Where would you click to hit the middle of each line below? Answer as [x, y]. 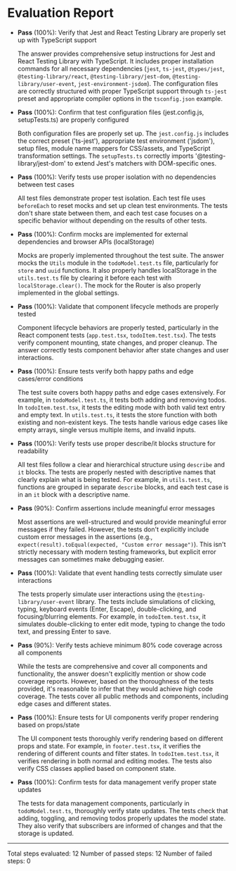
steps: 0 [19, 860]
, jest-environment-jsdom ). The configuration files [146, 83]
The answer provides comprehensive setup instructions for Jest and [116, 54]
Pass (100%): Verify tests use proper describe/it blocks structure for [117, 443]
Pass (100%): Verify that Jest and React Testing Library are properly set [122, 32]
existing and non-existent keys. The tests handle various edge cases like [123, 422]
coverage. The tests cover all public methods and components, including [123, 696]
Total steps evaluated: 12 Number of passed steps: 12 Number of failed [110, 853]
